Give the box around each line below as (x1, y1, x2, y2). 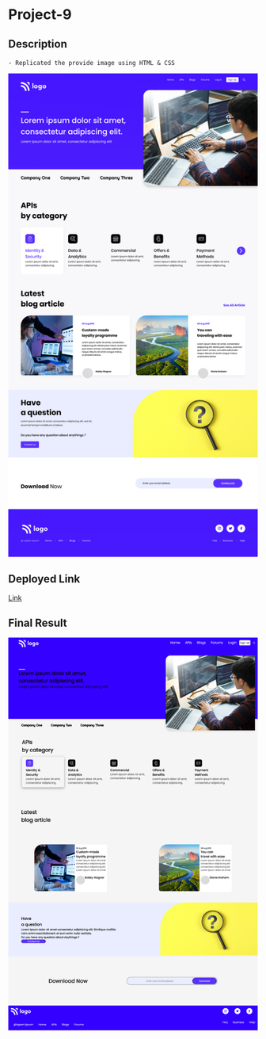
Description (8, 37, 67, 51)
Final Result (8, 616, 67, 629)
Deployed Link (8, 572, 81, 586)
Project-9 (8, 6, 72, 24)
